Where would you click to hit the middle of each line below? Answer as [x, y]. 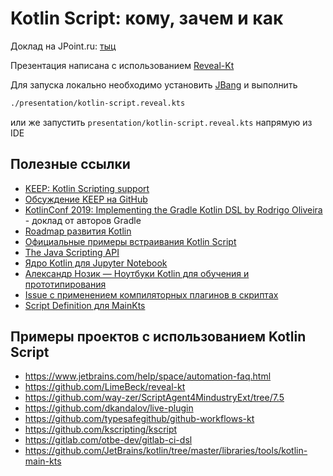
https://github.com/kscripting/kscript [101, 429]
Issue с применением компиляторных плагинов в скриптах [151, 294]
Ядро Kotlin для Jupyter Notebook [96, 263]
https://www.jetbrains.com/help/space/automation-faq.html [148, 376]
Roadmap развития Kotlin [78, 231]
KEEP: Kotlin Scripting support [87, 188]
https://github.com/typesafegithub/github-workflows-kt [139, 419]
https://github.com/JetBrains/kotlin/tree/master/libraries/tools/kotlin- [166, 451]
